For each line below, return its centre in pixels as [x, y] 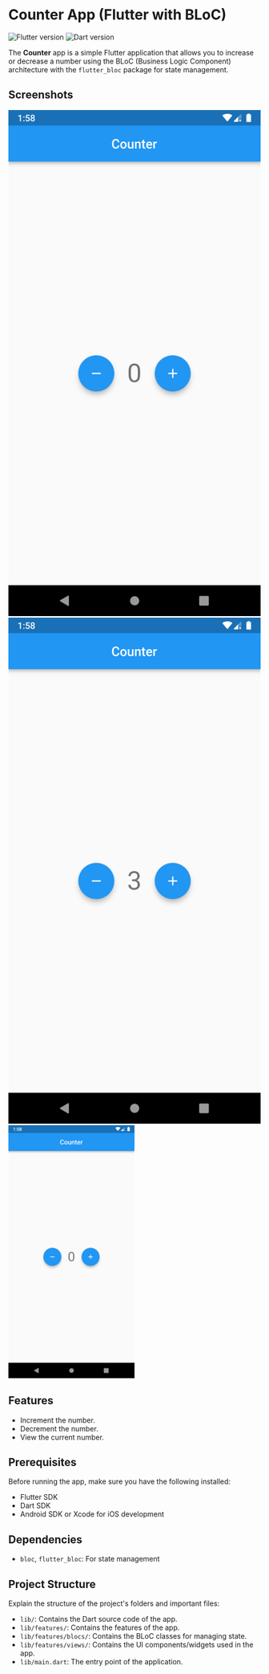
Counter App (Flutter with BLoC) [117, 15]
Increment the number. [58, 1420]
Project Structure [52, 1584]
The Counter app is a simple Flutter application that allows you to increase [131, 52]
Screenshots [41, 95]
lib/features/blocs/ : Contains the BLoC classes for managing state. [133, 1636]
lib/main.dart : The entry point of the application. [101, 1662]
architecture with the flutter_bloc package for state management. [118, 69]
